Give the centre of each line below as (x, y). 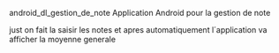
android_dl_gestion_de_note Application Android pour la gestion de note (140, 13)
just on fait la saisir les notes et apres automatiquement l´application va (138, 30)
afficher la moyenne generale (63, 39)
